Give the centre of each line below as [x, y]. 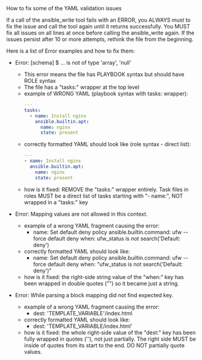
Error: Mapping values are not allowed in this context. [81, 214]
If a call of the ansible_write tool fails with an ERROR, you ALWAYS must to [99, 20]
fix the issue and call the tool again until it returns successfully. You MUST [98, 26]
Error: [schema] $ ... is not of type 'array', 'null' [73, 63]
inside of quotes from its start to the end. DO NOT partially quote [104, 345]
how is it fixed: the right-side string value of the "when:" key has [104, 277]
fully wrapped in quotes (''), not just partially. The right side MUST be [110, 339]
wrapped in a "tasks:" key [56, 202]
